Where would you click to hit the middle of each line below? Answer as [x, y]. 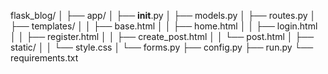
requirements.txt [44, 58]
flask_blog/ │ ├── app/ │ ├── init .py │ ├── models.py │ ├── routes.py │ [163, 15]
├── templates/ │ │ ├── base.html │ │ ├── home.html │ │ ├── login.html [164, 26]
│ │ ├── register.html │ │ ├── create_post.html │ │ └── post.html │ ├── [162, 36]
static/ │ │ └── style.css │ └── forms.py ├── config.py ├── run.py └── [162, 47]
